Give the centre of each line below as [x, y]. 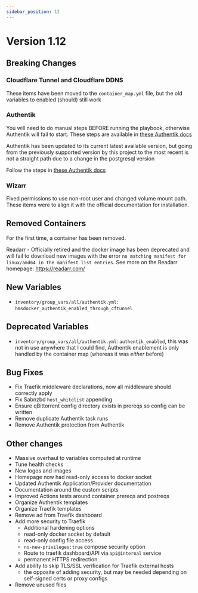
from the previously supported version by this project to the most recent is [98, 152]
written [24, 412]
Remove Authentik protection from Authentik [69, 425]
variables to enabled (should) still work [54, 100]
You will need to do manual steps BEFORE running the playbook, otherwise [98, 128]
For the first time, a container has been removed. [66, 238]
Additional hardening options [59, 528]
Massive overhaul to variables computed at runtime [78, 458]
